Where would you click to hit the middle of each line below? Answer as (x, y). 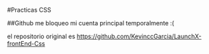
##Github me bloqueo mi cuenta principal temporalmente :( (91, 23)
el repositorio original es (41, 36)
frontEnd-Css (26, 43)
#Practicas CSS (29, 10)
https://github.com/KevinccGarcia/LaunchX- (139, 36)
